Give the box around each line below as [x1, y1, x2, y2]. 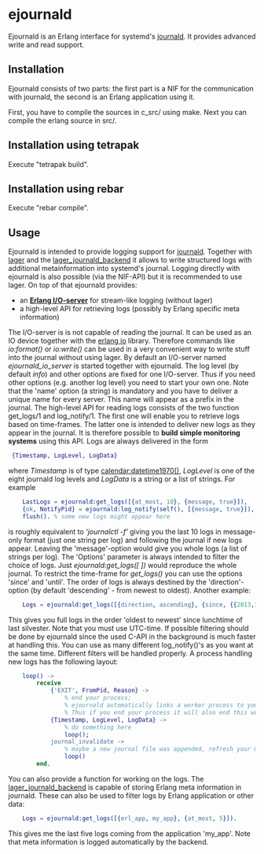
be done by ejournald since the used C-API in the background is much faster [8, 632, 256, 641]
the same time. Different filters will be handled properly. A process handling [8, 648, 253, 658]
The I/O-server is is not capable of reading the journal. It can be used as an [8, 328, 252, 337]
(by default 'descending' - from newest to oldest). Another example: [30, 585, 251, 595]
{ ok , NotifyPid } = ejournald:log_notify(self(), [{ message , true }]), [22, 505, 255, 513]
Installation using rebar [8, 182, 124, 195]
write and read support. [8, 39, 85, 49]
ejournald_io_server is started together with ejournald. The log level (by [8, 361, 240, 371]
